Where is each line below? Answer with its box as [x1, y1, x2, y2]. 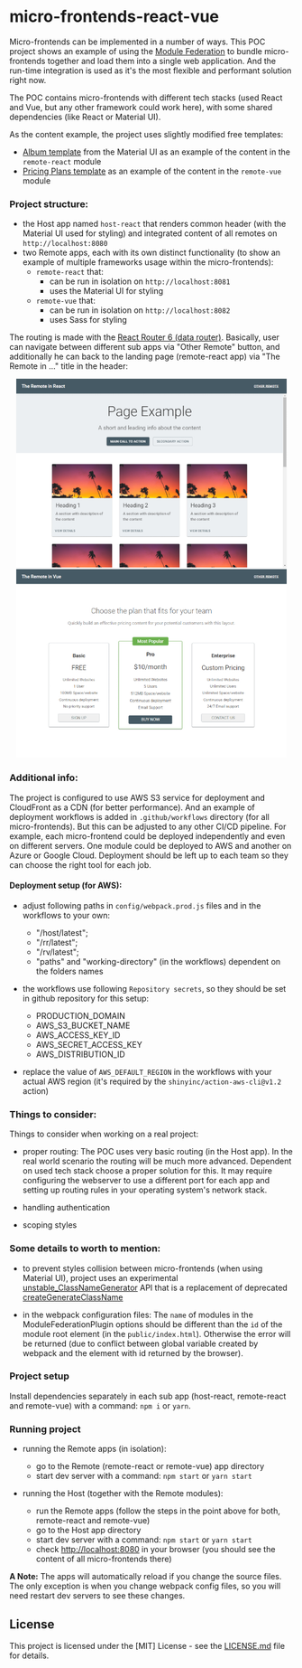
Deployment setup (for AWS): [9, 880, 123, 891]
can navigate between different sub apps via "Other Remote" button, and [9, 342, 280, 353]
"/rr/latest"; [35, 937, 78, 947]
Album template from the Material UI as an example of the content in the [22, 146, 291, 157]
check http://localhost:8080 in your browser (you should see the [35, 1544, 276, 1555]
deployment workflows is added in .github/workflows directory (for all [9, 811, 270, 822]
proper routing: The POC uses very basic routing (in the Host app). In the [22, 1146, 293, 1157]
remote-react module [22, 155, 102, 166]
